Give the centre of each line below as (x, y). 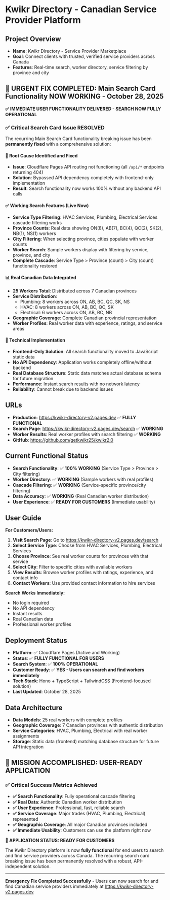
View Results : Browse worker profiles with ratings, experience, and (83, 573)
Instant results (27, 614)
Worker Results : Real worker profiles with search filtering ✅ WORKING (87, 434)
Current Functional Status (47, 456)
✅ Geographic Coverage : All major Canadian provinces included (80, 824)
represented (25, 819)
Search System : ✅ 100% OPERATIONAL (55, 664)
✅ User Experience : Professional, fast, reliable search (69, 808)
